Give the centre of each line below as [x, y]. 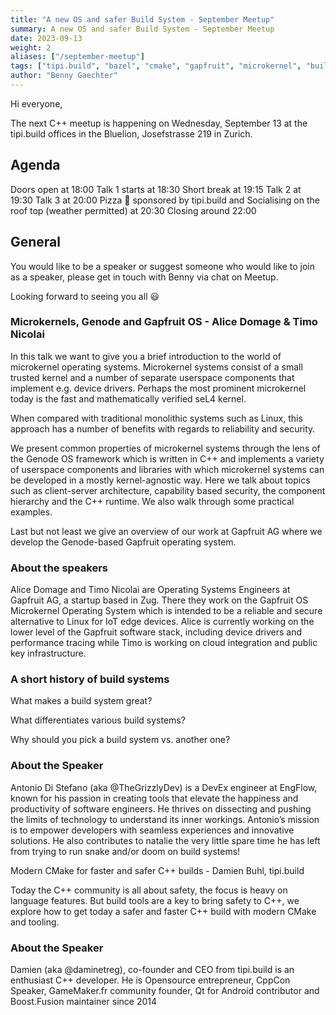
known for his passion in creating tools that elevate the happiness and [154, 798]
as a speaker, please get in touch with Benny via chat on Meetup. [144, 277]
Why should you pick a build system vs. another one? [120, 740]
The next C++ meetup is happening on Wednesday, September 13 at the [159, 123]
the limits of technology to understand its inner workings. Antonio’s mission [165, 819]
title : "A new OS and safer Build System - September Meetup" [142, 19]
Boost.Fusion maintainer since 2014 [83, 1001]
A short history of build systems [90, 679]
